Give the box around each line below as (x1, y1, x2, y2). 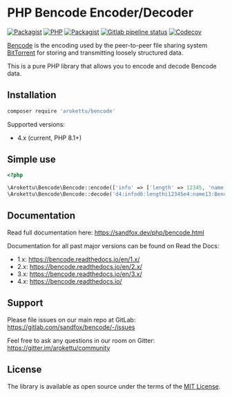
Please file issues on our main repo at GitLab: (7, 315, 136, 324)
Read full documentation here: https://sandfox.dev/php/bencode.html (7, 228, 205, 237)
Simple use (7, 154, 57, 165)
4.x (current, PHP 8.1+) (17, 133, 82, 142)
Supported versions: (7, 120, 66, 129)
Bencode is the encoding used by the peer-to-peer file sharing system (7, 41, 208, 49)
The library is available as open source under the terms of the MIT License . (7, 382, 221, 390)
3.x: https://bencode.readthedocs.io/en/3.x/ (17, 270, 143, 278)
